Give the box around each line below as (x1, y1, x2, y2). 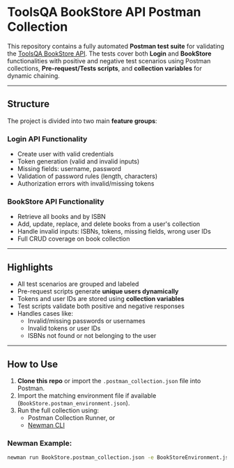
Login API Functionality (7, 134, 88, 143)
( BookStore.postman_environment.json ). (17, 398, 130, 407)
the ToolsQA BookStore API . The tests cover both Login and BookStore (7, 49, 212, 58)
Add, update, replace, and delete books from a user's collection (17, 220, 201, 228)
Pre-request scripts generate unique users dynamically (17, 287, 179, 296)
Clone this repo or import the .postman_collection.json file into (17, 376, 201, 385)
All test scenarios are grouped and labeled (17, 280, 139, 289)
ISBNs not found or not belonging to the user (27, 332, 157, 340)
